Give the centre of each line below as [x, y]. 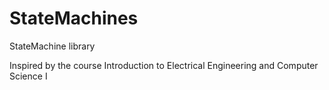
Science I [28, 76]
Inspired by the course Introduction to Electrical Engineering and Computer [164, 65]
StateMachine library [52, 46]
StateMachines [74, 18]
